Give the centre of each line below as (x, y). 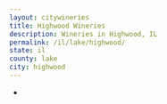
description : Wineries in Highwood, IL (83, 34)
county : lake (33, 59)
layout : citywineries (50, 17)
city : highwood (38, 68)
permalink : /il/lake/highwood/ (67, 42)
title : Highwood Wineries (57, 26)
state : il (28, 51)
